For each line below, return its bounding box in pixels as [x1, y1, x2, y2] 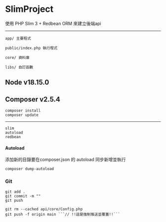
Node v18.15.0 [5, 78, 49, 87]
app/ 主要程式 [5, 36, 31, 41]
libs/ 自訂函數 [5, 64, 34, 70]
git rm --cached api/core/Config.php [5, 207, 83, 212]
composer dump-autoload [5, 166, 54, 171]
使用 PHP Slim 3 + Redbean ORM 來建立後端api [5, 20, 101, 26]
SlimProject [5, 3, 54, 15]
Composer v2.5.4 [5, 95, 60, 104]
